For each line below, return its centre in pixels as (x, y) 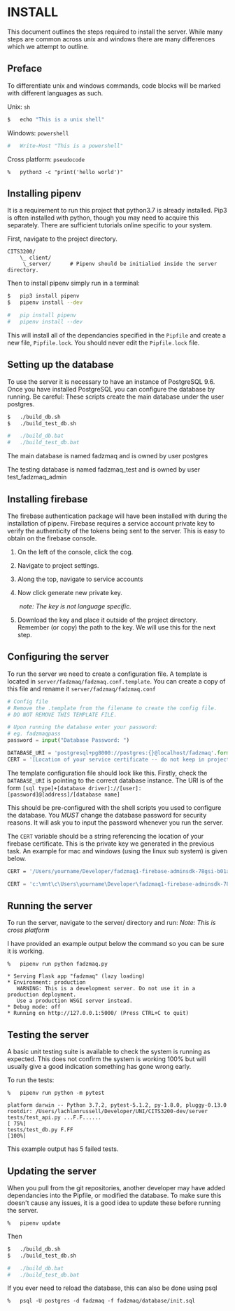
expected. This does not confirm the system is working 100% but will (107, 1059)
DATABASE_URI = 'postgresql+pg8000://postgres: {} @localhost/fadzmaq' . (112, 753)
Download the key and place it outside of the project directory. (107, 620)
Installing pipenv (44, 193)
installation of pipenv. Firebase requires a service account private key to (111, 523)
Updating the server (52, 1171)
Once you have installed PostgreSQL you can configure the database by (111, 389)
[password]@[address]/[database (54, 794)
